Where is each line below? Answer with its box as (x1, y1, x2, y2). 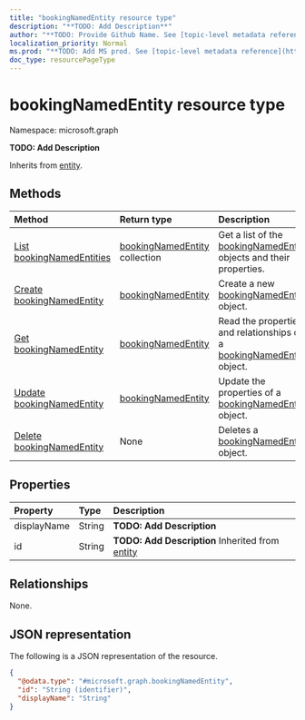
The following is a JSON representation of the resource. (9, 651, 218, 662)
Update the (217, 374, 266, 387)
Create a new (217, 277, 275, 290)
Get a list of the (217, 228, 283, 241)
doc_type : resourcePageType (9, 55, 116, 64)
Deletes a (217, 423, 259, 436)
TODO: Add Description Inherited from (113, 534, 280, 547)
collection (119, 251, 162, 263)
